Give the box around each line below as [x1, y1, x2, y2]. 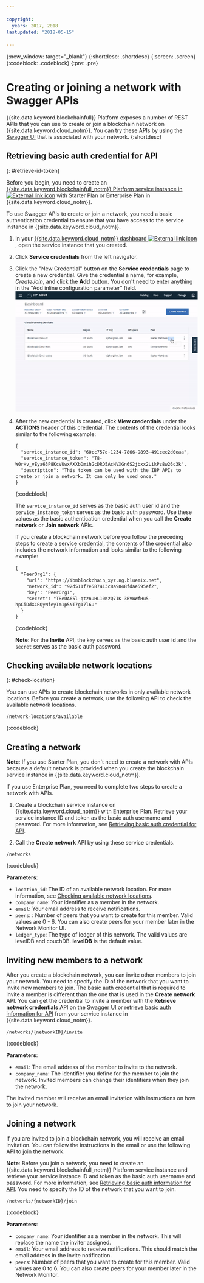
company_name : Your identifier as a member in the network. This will [15, 1232, 182, 1239]
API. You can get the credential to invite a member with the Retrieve [6, 997, 176, 1005]
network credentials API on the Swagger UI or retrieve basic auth [6, 1004, 171, 1011]
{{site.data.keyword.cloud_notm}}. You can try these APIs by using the [6, 127, 183, 134]
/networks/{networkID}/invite [6, 1029, 83, 1035]
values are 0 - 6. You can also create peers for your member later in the [15, 918, 194, 926]
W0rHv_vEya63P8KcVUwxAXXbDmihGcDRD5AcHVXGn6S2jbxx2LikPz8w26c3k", [15, 461, 187, 467]
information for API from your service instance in [6, 1010, 128, 1018]
